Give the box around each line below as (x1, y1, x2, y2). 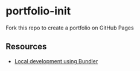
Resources (5, 42, 47, 52)
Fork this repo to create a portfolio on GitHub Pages (5, 24, 134, 31)
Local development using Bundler (14, 57, 98, 64)
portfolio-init (5, 4, 71, 18)
